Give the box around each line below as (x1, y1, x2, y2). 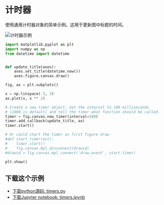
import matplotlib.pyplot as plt (5, 42, 74, 47)
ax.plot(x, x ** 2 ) (5, 96, 45, 101)
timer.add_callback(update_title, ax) (5, 119, 85, 124)
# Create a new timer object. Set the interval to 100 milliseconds (5, 104, 149, 110)
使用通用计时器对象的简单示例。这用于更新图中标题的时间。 (5, 22, 126, 28)
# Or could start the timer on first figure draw (5, 132, 110, 137)
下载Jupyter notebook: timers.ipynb (12, 194, 85, 200)
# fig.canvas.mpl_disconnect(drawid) (5, 146, 90, 151)
